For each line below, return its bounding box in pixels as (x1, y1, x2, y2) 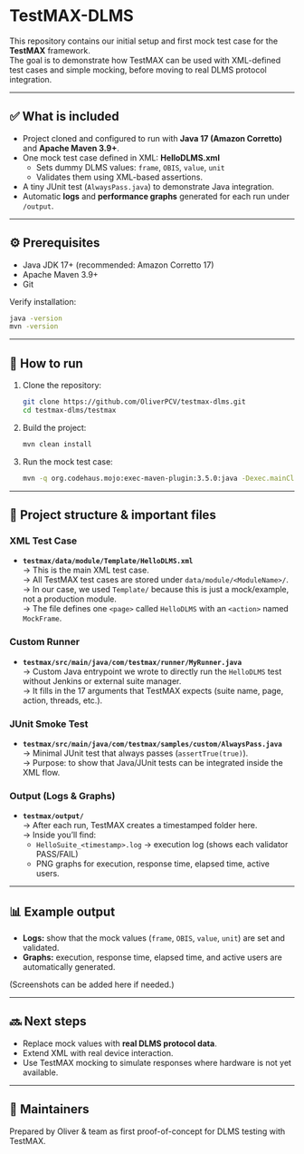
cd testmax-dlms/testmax (22, 406, 117, 415)
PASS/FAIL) (35, 849, 79, 860)
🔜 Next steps (9, 1013, 87, 1030)
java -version (9, 314, 63, 323)
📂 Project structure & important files (9, 507, 217, 523)
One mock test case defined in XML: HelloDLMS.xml (22, 152, 220, 163)
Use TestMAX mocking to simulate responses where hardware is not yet (22, 1057, 292, 1068)
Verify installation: (9, 296, 77, 307)
